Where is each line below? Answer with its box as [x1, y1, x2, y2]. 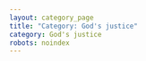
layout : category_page [9, 13, 94, 22]
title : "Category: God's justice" [9, 22, 139, 30]
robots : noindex [9, 38, 70, 48]
